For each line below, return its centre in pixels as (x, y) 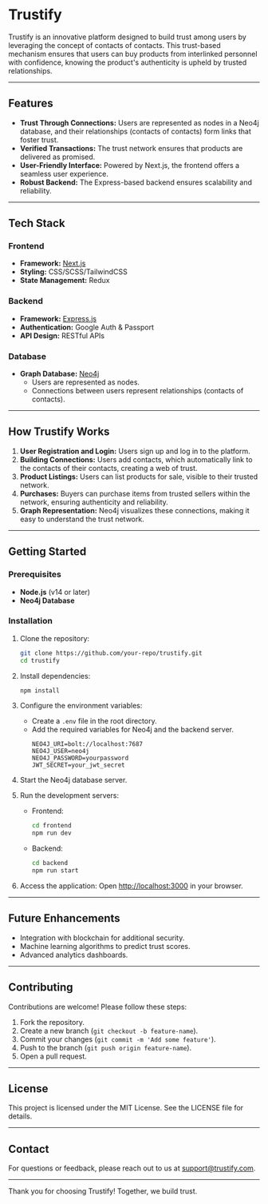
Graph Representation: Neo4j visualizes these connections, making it (134, 510)
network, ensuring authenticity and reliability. (94, 502)
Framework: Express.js (58, 318)
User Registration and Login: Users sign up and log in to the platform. (135, 451)
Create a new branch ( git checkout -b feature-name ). (109, 1031)
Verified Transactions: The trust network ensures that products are (131, 148)
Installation (31, 621)
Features (31, 104)
